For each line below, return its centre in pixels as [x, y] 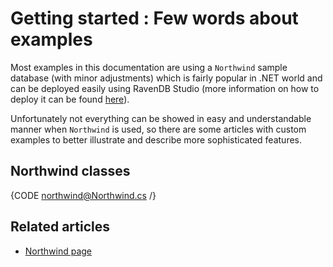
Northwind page [58, 251]
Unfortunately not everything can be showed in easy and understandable [161, 118]
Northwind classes [70, 171]
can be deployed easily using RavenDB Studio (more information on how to [165, 88]
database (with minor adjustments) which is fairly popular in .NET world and [166, 78]
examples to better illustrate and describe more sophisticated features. [156, 139]
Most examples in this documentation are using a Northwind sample [149, 67]
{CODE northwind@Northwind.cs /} [83, 195]
